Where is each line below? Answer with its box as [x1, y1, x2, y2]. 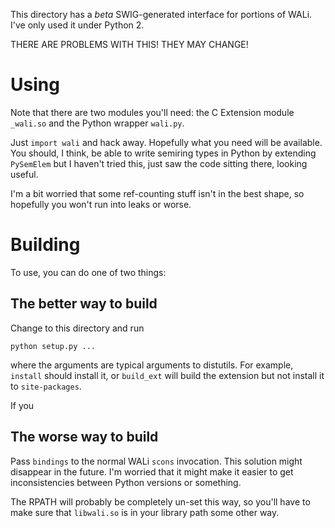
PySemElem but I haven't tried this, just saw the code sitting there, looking [10, 157, 308, 169]
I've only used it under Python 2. [10, 19, 145, 31]
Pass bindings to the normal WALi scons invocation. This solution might [10, 455, 303, 467]
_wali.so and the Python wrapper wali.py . [10, 117, 185, 129]
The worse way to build [10, 429, 159, 446]
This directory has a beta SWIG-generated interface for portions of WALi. [10, 9, 313, 20]
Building [10, 234, 81, 256]
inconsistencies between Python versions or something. [10, 476, 242, 488]
